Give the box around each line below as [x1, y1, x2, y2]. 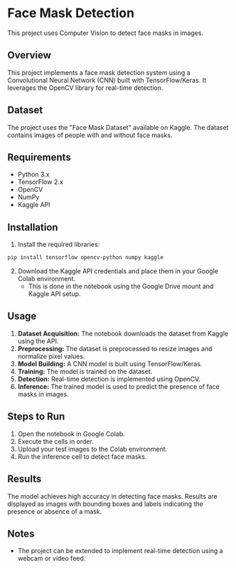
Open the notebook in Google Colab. [17, 430, 126, 438]
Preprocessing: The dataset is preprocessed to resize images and [17, 344, 213, 353]
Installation [7, 221, 58, 233]
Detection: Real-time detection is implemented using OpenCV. [17, 375, 201, 383]
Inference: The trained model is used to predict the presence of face [17, 382, 220, 390]
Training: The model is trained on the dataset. [17, 367, 153, 375]
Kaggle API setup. [28, 290, 81, 298]
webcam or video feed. [17, 554, 86, 563]
